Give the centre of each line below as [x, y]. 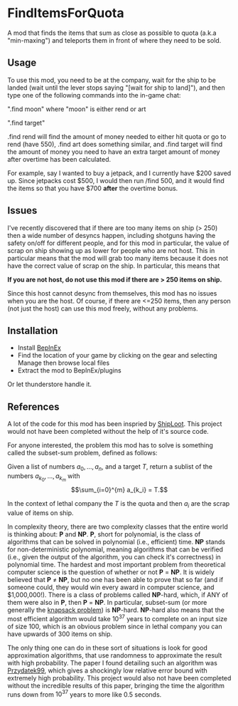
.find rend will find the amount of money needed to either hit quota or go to [117, 136]
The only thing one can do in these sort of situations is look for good [107, 648]
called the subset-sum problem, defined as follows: [82, 453]
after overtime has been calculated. [59, 159]
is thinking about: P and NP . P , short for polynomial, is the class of [104, 534]
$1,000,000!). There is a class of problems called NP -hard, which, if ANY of [118, 595]
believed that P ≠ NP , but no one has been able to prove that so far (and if [115, 579]
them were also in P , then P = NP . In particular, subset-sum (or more [107, 602]
